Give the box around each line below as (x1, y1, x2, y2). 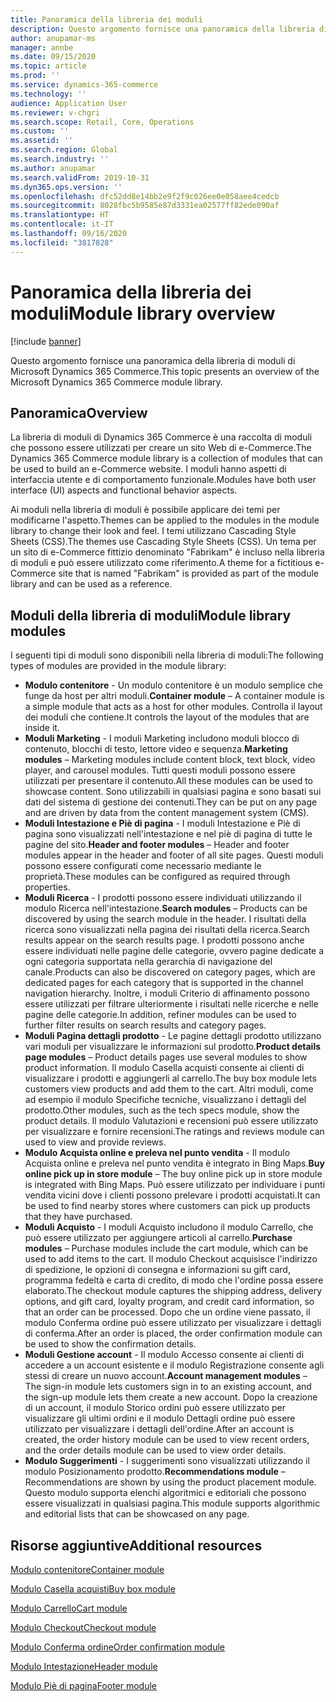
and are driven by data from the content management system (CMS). (24, 807, 310, 819)
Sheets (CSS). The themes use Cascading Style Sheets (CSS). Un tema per (10, 536, 317, 548)
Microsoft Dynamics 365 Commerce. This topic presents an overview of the (10, 365, 320, 377)
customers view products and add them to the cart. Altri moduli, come (24, 1083, 314, 1095)
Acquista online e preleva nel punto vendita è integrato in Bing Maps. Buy (24, 1157, 325, 1170)
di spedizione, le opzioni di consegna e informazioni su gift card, (24, 1264, 291, 1276)
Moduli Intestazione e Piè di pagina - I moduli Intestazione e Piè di (24, 817, 301, 830)
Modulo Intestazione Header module (10, 1661, 158, 1672)
